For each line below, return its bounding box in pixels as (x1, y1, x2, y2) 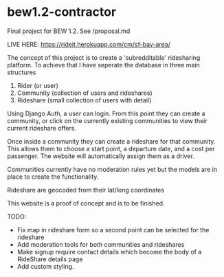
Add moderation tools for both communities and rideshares (16, 240, 185, 248)
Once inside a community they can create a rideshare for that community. (7, 137, 216, 145)
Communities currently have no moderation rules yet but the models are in (7, 165, 218, 173)
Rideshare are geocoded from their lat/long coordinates (7, 186, 165, 194)
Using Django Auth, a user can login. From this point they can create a (7, 109, 205, 118)
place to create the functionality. (7, 173, 99, 181)
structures (7, 68, 36, 76)
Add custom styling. (16, 262, 74, 270)
